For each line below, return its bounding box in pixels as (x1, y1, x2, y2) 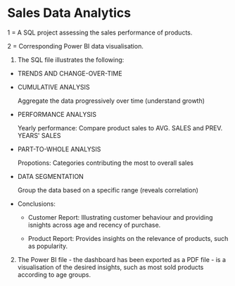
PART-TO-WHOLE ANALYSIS (17, 144, 101, 153)
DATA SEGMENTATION (17, 172, 84, 180)
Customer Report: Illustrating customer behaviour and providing (27, 213, 213, 221)
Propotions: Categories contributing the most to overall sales (17, 158, 193, 167)
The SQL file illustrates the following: (17, 55, 125, 64)
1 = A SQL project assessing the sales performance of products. (7, 28, 193, 37)
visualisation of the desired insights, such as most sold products (17, 263, 204, 271)
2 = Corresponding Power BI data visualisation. (7, 42, 144, 50)
